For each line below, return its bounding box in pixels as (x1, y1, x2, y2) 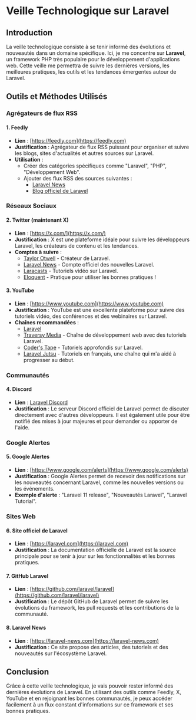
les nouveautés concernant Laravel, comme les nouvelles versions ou (14, 479, 184, 486)
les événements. (14, 485, 55, 492)
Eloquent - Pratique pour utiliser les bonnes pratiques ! (23, 273, 157, 281)
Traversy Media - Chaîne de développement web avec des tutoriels (23, 331, 187, 338)
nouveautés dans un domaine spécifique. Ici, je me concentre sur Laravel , (6, 50, 186, 57)
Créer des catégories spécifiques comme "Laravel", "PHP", (23, 162, 167, 169)
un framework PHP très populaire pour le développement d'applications (6, 56, 180, 63)
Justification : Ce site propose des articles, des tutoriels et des (14, 643, 169, 650)
